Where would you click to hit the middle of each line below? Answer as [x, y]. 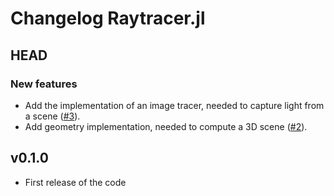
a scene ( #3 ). [52, 116]
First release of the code [75, 182]
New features [44, 84]
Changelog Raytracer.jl [108, 18]
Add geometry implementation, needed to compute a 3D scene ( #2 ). [166, 126]
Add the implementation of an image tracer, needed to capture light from [174, 105]
